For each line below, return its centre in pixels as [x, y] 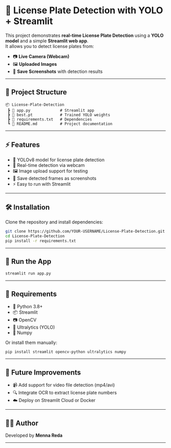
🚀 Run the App [28, 262]
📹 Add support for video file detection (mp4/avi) [64, 385]
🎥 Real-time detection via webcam [49, 165]
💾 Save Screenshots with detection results [58, 71]
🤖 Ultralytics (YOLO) [34, 327]
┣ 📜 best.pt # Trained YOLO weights [59, 115]
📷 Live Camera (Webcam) [41, 56]
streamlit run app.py [28, 273]
